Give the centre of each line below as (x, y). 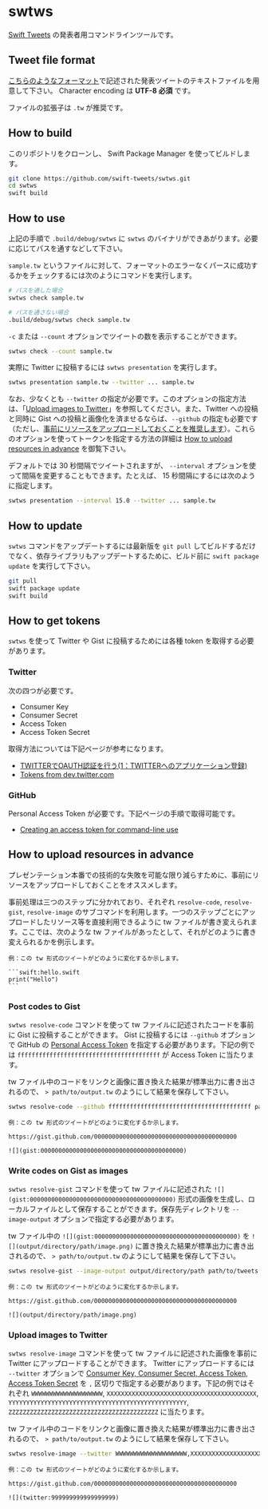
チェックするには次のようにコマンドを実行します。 (113, 275)
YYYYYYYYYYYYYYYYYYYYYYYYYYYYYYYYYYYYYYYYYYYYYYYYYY (98, 1403)
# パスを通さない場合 (39, 312)
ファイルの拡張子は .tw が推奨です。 (68, 107)
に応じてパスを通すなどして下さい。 (68, 248)
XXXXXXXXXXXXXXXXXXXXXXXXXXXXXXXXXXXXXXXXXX (181, 1394)
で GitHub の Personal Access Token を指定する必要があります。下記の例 (128, 1045)
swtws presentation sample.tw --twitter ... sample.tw (101, 383)
